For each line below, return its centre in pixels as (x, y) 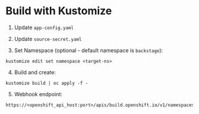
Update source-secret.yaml (48, 39)
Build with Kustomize (59, 11)
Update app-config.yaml (44, 27)
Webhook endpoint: (38, 94)
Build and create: (35, 72)
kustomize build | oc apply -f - (47, 83)
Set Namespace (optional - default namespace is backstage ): (89, 50)
